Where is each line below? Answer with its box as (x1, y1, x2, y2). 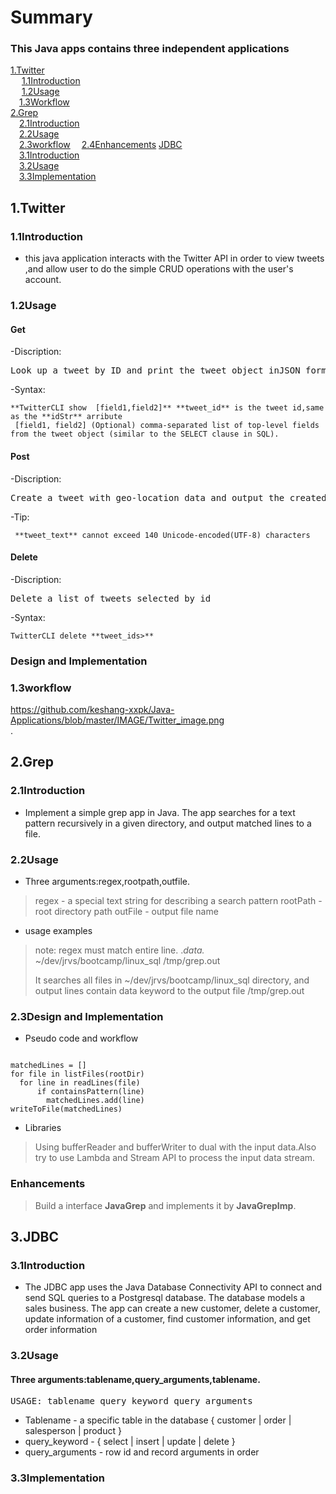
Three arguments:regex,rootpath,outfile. (24, 875, 190, 887)
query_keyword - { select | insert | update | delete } (24, 1436, 236, 1448)
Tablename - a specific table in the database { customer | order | (24, 1414, 292, 1426)
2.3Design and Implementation (10, 1009, 164, 1023)
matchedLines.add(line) (46, 1096, 145, 1106)
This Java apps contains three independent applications (10, 42, 290, 56)
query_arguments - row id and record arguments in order (24, 1446, 260, 1458)
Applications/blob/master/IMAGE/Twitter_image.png (10, 714, 225, 726)
